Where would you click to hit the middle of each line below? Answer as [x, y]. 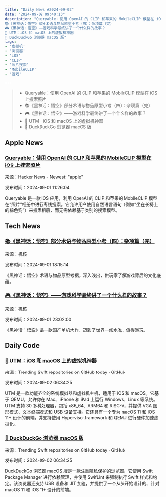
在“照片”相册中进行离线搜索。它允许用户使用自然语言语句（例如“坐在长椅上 [82, 204]
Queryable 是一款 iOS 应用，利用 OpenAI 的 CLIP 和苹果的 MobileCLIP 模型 [81, 198]
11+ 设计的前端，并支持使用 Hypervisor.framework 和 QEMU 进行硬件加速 [80, 418]
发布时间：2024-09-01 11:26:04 [38, 187]
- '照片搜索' [17, 65]
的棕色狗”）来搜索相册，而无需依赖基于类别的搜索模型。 [62, 210]
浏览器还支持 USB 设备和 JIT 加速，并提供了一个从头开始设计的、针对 [89, 483]
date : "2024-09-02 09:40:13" [35, 14]
